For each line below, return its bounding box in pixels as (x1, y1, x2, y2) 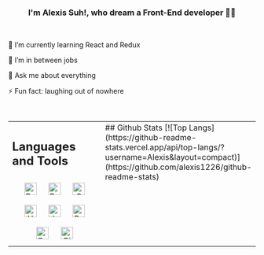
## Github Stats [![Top (104, 122, 187, 133)
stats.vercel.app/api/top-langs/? (104, 142, 225, 153)
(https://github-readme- (104, 132, 197, 143)
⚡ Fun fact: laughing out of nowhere (8, 87, 124, 96)
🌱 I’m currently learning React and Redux (8, 40, 141, 50)
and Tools (12, 153, 68, 168)
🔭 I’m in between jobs (8, 55, 79, 65)
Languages (12, 139, 76, 154)
